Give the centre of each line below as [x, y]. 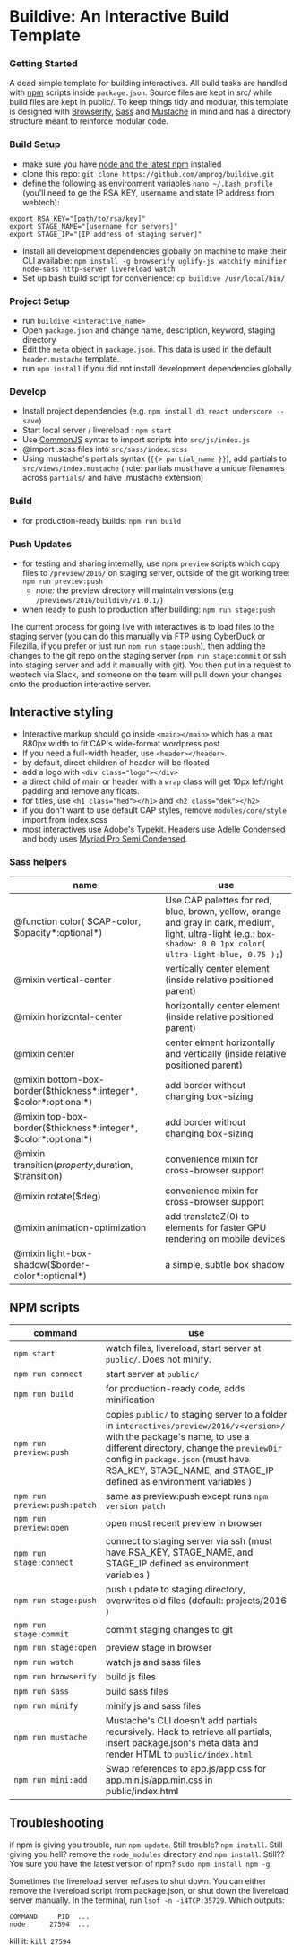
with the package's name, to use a [178, 1436]
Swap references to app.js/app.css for [186, 1768]
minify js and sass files [154, 1705]
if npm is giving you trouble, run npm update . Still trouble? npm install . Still [146, 1845]
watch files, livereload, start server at [184, 1348]
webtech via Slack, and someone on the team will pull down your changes [146, 674]
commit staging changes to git [170, 1629]
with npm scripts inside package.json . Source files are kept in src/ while [141, 92]
